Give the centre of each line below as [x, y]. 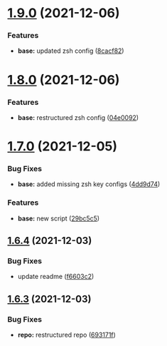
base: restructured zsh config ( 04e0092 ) [78, 117]
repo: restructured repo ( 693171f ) [66, 335]
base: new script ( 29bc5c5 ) [59, 218]
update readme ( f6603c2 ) [56, 277]
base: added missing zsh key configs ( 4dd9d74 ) [89, 184]
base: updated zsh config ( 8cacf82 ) [71, 51]
